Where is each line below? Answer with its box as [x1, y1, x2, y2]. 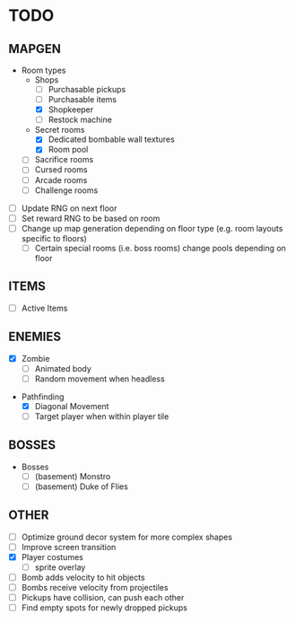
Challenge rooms [34, 185, 99, 196]
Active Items [21, 302, 68, 313]
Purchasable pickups [48, 84, 126, 94]
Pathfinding [21, 391, 65, 402]
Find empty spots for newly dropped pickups [21, 602, 187, 613]
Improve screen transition [21, 541, 117, 552]
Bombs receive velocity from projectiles [21, 582, 169, 592]
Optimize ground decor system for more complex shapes [21, 531, 233, 542]
